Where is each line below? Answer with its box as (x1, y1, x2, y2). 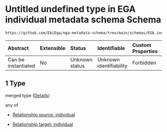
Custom (132, 41, 152, 48)
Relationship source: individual (12, 112, 76, 118)
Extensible (39, 45, 66, 52)
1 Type (5, 79, 26, 88)
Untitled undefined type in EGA (5, 3, 136, 15)
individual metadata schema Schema (5, 14, 162, 25)
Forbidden (132, 59, 157, 66)
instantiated (7, 62, 35, 69)
